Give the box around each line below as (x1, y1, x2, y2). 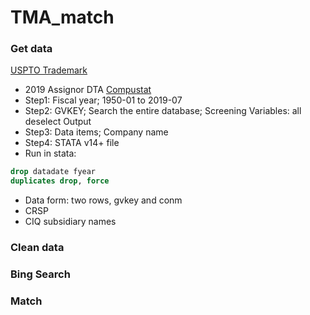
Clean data (10, 241, 65, 255)
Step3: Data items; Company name (24, 126, 169, 138)
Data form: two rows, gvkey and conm (24, 194, 183, 206)
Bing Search (10, 267, 71, 281)
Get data (10, 42, 53, 56)
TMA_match (10, 6, 115, 29)
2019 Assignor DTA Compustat (24, 84, 152, 96)
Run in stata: (24, 147, 77, 160)
